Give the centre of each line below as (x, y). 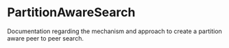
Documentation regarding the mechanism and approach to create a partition (115, 31)
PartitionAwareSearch (71, 13)
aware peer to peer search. (46, 38)
